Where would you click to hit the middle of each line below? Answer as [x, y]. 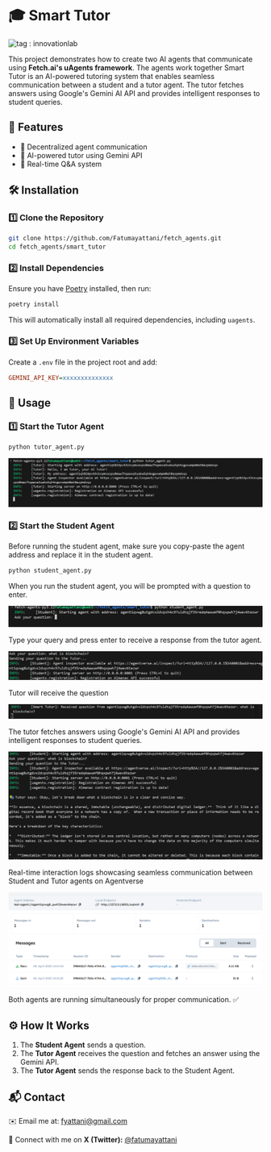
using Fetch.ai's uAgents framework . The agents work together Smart [126, 67]
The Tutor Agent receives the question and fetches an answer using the [140, 1054]
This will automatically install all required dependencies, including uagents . [132, 320]
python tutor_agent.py [46, 447]
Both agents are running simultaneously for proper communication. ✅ [124, 1000]
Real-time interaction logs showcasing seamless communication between [131, 873]
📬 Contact [37, 1097]
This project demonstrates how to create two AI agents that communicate [131, 59]
